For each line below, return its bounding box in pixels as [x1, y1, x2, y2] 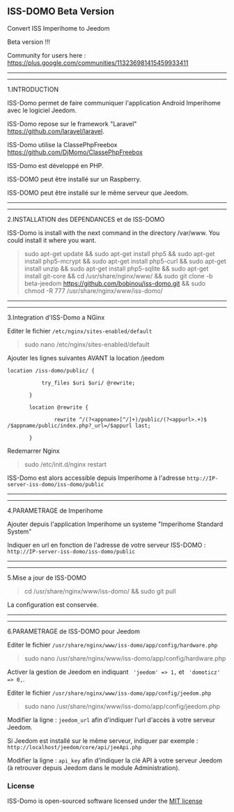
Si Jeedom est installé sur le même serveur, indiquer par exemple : [7, 736, 198, 745]
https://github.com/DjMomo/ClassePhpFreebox [7, 148, 143, 156]
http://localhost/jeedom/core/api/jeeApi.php [7, 744, 141, 751]
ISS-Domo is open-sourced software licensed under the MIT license [7, 797, 203, 805]
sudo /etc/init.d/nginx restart [24, 460, 107, 468]
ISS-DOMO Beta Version [7, 6, 115, 17]
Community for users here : [7, 51, 86, 59]
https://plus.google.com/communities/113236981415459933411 [7, 59, 189, 67]
